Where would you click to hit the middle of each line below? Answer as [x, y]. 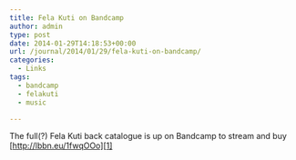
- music [32, 102]
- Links [32, 69]
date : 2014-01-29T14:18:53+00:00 [73, 43]
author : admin [36, 26]
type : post [30, 35]
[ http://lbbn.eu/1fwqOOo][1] [61, 145]
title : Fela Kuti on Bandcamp [67, 18]
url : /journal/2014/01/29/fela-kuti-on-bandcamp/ [106, 52]
